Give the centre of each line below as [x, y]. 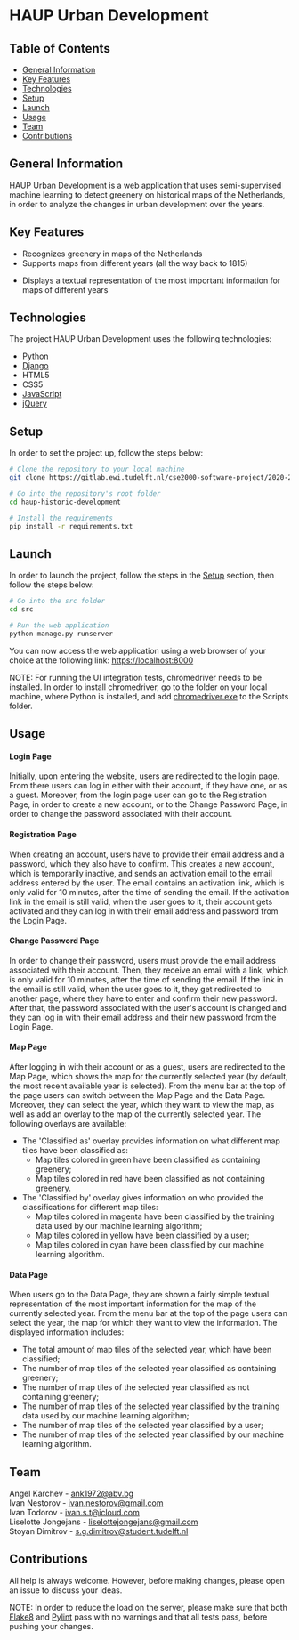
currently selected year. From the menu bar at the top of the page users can [148, 1313]
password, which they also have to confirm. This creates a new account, [142, 863]
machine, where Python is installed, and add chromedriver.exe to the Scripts [149, 696]
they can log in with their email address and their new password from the [143, 1017]
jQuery [34, 404]
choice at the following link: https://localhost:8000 [101, 660]
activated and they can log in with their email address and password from [144, 911]
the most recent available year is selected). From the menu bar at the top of [148, 1086]
